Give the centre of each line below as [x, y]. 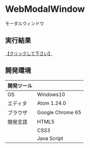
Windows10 [51, 94]
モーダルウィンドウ [25, 23]
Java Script [50, 138]
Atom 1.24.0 [52, 103]
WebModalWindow [45, 9]
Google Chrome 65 [59, 112]
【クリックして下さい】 [29, 53]
